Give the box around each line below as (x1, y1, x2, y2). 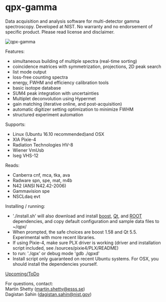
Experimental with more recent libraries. (12, 234, 96, 240)
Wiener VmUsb (12, 147, 44, 153)
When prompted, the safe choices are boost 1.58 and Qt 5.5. (12, 229, 137, 235)
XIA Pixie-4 (12, 136, 36, 142)
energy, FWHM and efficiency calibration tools (12, 80, 109, 86)
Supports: (5, 121, 26, 127)
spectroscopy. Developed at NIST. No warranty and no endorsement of (5, 23, 153, 29)
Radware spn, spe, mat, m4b (12, 177, 72, 183)
